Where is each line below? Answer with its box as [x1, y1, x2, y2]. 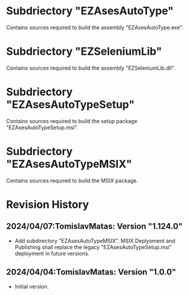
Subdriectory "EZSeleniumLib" [6, 45, 162, 58]
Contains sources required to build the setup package [6, 117, 137, 124]
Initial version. [14, 283, 49, 290]
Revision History [6, 197, 89, 211]
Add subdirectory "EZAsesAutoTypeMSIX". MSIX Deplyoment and [14, 237, 176, 244]
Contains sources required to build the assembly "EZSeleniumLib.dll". [6, 64, 176, 71]
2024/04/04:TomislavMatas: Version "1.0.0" [6, 267, 177, 277]
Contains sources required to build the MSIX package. [6, 177, 138, 184]
